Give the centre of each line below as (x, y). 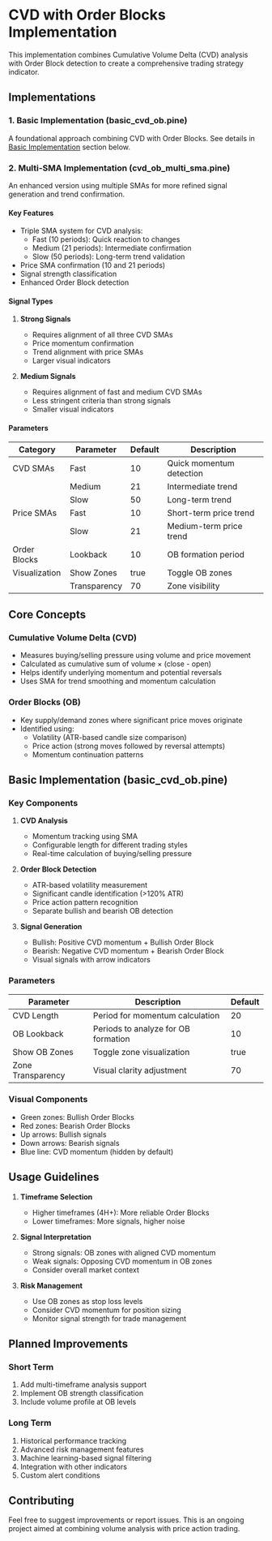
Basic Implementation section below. (70, 147)
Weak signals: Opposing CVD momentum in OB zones (122, 1261)
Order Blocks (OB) (45, 702)
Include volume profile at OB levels (78, 1402)
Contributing (41, 1500)
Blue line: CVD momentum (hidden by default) (97, 1151)
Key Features (31, 213)
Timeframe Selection (56, 1197)
